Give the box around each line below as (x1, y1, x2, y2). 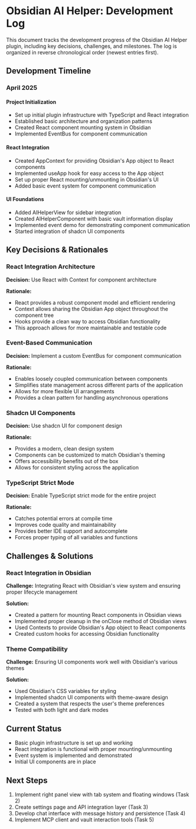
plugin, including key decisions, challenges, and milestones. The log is (6, 43, 177, 50)
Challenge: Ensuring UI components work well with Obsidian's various (6, 658, 178, 666)
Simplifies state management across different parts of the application (14, 381, 183, 388)
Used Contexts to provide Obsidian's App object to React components (14, 624, 186, 631)
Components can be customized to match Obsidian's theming (14, 451, 165, 459)
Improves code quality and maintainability (14, 522, 116, 529)
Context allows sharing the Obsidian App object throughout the (14, 305, 168, 312)
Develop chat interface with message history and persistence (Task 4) (14, 810, 186, 817)
